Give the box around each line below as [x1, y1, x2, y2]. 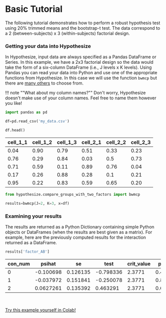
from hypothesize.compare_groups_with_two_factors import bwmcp [5, 192, 140, 197]
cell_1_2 [32, 138, 52, 145]
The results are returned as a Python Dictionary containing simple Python [5, 224, 155, 229]
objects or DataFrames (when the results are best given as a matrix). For [5, 229, 152, 235]
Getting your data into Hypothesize [5, 43, 91, 49]
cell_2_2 [106, 138, 126, 145]
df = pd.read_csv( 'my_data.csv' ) [5, 119, 70, 124]
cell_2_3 [130, 138, 151, 145]
